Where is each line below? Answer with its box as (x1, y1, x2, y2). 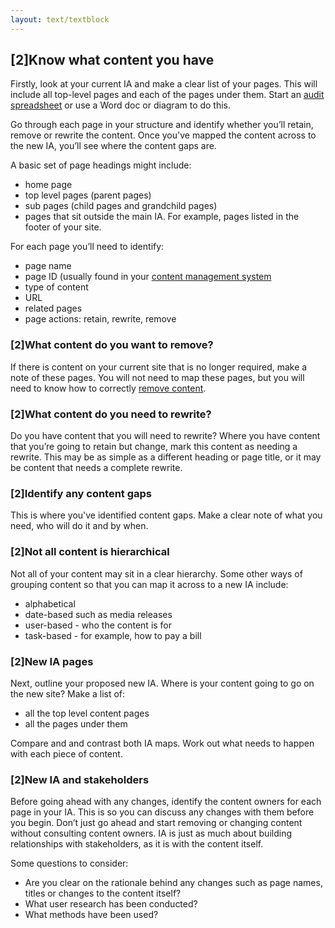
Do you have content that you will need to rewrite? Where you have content (10, 430, 321, 442)
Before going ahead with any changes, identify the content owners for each (10, 796, 322, 808)
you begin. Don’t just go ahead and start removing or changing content (10, 817, 303, 829)
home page (24, 179, 73, 191)
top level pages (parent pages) (24, 189, 152, 201)
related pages (24, 302, 83, 315)
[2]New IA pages (10, 654, 94, 668)
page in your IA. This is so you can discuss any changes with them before (10, 806, 315, 818)
